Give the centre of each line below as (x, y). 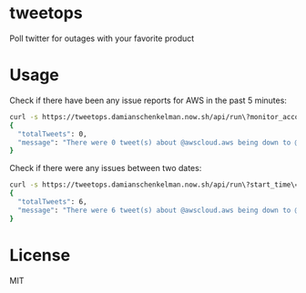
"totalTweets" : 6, (53, 202)
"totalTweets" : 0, (53, 134)
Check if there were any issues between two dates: (106, 168)
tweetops (46, 13)
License (40, 255)
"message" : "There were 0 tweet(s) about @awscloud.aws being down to (154, 142)
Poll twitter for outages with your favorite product (102, 38)
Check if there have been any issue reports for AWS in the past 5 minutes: (148, 100)
